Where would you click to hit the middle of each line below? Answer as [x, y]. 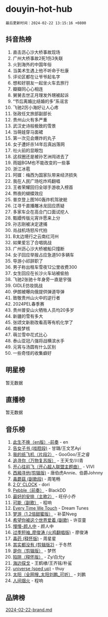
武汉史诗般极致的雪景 [34, 126]
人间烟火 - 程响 [28, 581]
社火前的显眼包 [28, 150]
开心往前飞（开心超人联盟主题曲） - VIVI [54, 467]
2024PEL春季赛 [28, 304]
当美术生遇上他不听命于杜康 [41, 70]
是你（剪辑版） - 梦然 [34, 551]
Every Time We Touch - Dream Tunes [51, 508]
